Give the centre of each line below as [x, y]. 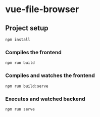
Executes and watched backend [45, 99]
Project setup [27, 28]
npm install [18, 40]
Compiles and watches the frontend [50, 75]
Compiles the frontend [33, 52]
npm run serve [20, 109]
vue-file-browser [42, 9]
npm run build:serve [27, 86]
